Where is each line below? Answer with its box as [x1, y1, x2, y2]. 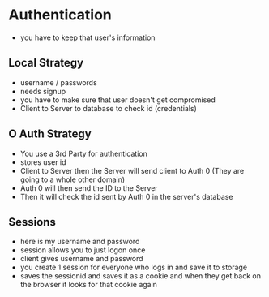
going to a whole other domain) [19, 174, 126, 184]
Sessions [8, 215, 57, 229]
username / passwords [19, 77, 97, 87]
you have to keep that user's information [19, 32, 156, 42]
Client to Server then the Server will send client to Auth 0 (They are [19, 166, 245, 175]
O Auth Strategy [8, 127, 92, 141]
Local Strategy [8, 56, 83, 70]
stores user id [19, 157, 66, 167]
